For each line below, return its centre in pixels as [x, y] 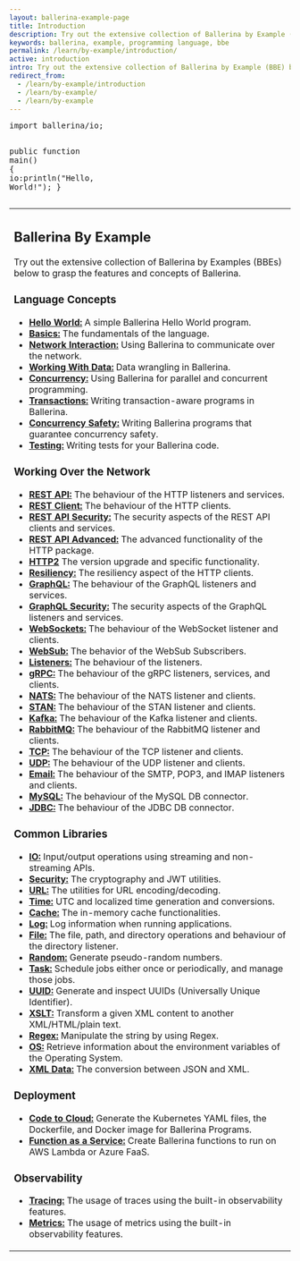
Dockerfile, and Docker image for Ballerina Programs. [141, 1130]
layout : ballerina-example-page [69, 17]
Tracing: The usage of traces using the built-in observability [156, 1201]
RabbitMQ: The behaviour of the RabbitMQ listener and [145, 729]
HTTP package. [62, 550]
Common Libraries [61, 834]
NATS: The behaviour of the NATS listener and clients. [142, 696]
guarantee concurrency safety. [94, 434]
